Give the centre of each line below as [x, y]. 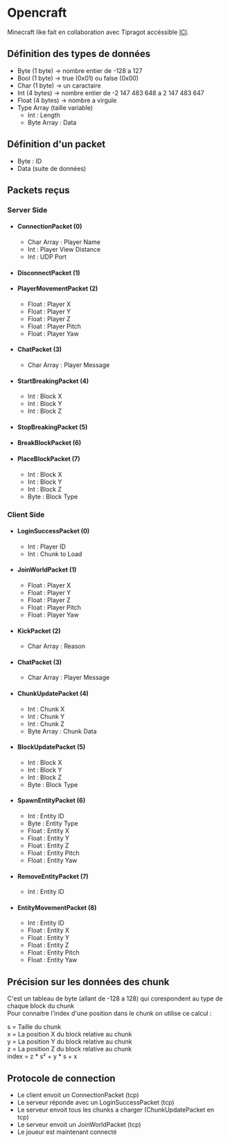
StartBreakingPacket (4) [53, 381]
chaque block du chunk [41, 1006]
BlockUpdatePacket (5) [51, 747]
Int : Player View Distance [64, 250]
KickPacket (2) [39, 631]
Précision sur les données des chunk [88, 982]
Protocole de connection [61, 1078]
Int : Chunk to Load [55, 553]
